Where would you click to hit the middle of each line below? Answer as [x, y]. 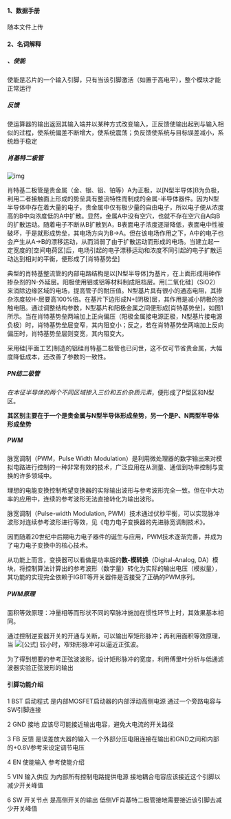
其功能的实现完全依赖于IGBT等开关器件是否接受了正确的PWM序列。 [103, 576]
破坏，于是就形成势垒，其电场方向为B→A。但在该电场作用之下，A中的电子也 [115, 233]
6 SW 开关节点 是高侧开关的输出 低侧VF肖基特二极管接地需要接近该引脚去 [112, 800]
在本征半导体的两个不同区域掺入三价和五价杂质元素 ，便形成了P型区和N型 [111, 392]
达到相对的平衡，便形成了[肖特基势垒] [66, 258]
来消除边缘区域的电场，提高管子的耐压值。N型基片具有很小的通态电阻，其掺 [115, 290]
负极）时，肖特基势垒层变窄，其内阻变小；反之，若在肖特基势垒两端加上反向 [115, 325]
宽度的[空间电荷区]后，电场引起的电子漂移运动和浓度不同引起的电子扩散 [114, 250]
